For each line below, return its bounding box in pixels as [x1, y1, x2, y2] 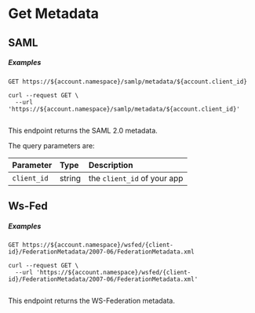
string [59, 173, 81, 184]
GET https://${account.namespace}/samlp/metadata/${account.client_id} [8, 78, 247, 86]
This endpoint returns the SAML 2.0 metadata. [8, 126, 158, 135]
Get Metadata [8, 5, 100, 23]
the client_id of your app [88, 173, 184, 184]
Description [88, 159, 133, 170]
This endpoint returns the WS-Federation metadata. [8, 296, 175, 305]
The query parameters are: [8, 140, 96, 150]
